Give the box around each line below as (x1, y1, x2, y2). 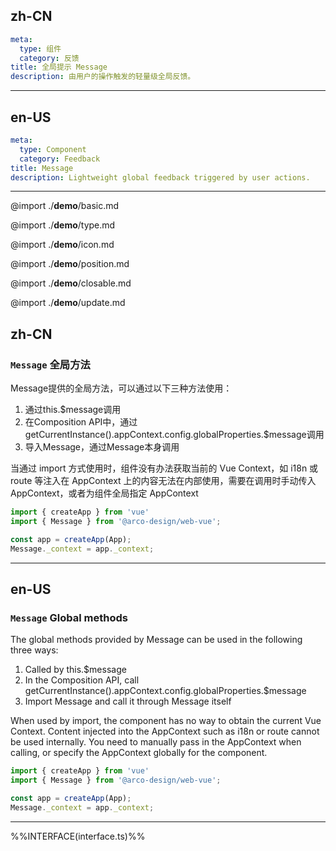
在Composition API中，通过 (24, 416, 138, 428)
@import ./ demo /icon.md (10, 239, 115, 251)
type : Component (19, 144, 87, 154)
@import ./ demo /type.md (10, 219, 116, 231)
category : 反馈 (19, 53, 80, 63)
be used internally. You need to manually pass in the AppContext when (10, 736, 302, 748)
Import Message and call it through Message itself (24, 695, 232, 708)
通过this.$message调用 (24, 404, 122, 416)
